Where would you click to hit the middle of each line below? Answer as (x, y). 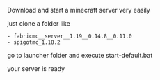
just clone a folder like (39, 23)
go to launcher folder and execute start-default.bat (80, 55)
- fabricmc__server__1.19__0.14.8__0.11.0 (70, 36)
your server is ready (36, 69)
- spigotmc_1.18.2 (34, 42)
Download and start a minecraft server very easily (79, 10)
